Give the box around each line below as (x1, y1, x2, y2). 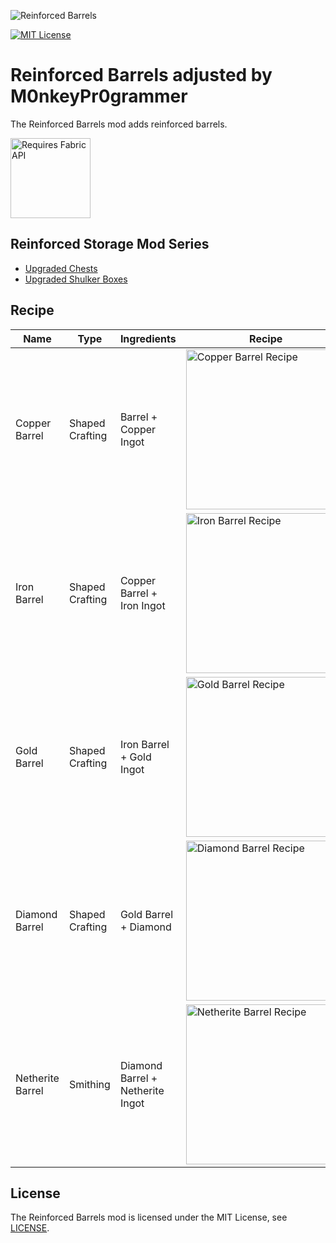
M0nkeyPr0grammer (10, 85, 188, 108)
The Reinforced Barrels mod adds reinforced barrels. (10, 118, 228, 130)
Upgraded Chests (24, 262, 98, 274)
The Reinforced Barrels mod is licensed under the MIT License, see (10, 1211, 288, 1224)
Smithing (68, 1077, 111, 1091)
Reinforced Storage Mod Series (10, 236, 210, 253)
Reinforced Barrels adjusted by (10, 64, 273, 87)
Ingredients (119, 331, 177, 345)
